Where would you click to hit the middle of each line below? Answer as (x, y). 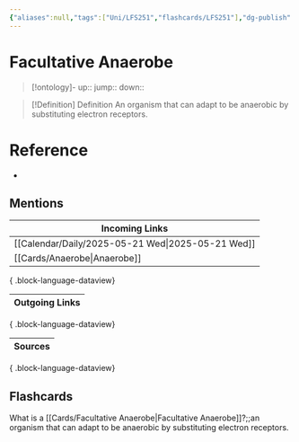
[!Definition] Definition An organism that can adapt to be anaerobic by (160, 104)
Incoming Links (135, 228)
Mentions (37, 203)
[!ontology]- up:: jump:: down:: (88, 87)
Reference (48, 150)
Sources (32, 347)
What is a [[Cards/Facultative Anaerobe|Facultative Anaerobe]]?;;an (135, 418)
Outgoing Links (47, 303)
